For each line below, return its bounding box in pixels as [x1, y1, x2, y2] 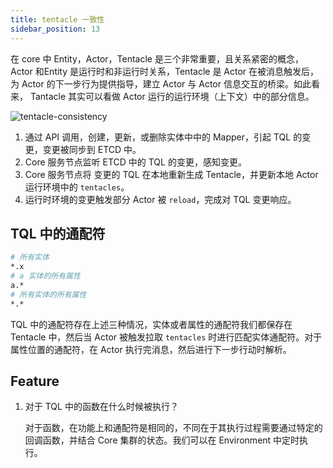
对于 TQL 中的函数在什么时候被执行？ [24, 401, 179, 413]
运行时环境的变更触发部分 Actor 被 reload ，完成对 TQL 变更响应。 [24, 193, 297, 205]
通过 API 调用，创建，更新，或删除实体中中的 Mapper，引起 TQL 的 [24, 131, 303, 143]
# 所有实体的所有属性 [10, 289, 87, 300]
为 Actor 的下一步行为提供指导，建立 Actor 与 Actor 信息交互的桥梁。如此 [10, 77, 312, 90]
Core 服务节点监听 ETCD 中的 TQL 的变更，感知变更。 [24, 156, 247, 168]
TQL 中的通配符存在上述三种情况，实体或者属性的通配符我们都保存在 [10, 318, 293, 330]
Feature [10, 372, 60, 390]
